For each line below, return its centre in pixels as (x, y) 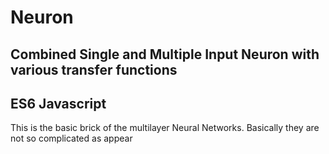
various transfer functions (94, 69)
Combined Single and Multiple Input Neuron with (165, 54)
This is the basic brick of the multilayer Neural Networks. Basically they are (165, 128)
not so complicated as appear (71, 138)
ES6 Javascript (58, 103)
